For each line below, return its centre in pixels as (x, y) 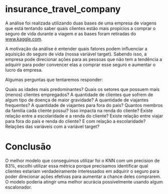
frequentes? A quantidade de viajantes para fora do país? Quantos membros (84, 105)
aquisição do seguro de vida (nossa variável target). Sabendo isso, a (76, 54)
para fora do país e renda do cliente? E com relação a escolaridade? (75, 121)
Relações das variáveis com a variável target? (52, 126)
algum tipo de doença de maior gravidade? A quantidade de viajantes (77, 100)
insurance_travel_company (63, 9)
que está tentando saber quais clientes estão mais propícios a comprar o (80, 28)
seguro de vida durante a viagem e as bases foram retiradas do (71, 33)
